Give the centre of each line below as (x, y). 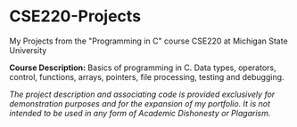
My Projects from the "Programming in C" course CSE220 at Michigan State (148, 41)
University (28, 50)
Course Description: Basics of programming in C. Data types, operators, (143, 67)
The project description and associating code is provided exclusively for (142, 94)
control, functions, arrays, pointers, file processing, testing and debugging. (147, 76)
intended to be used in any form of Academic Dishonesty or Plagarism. (140, 113)
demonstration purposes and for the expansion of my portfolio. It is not (140, 103)
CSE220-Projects (75, 16)
